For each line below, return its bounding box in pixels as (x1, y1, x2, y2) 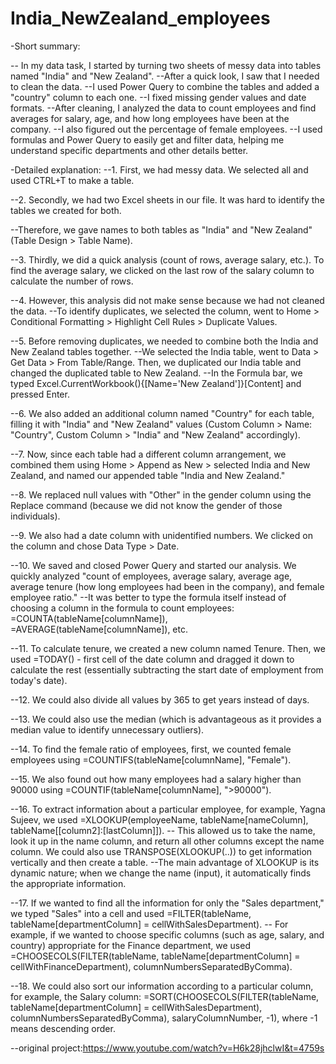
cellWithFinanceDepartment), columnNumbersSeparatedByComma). (10, 960, 293, 972)
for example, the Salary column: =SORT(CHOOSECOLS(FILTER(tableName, (10, 990, 320, 1002)
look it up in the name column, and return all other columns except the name (10, 835, 325, 847)
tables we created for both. (10, 204, 122, 216)
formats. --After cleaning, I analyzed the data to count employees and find (10, 102, 317, 114)
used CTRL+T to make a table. (10, 174, 135, 186)
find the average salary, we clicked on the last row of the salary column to (10, 264, 315, 276)
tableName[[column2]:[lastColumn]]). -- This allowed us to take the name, (10, 824, 316, 836)
